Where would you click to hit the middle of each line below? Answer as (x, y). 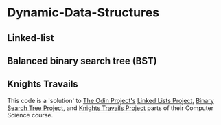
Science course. (30, 115)
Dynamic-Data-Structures (83, 13)
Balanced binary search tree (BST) (82, 60)
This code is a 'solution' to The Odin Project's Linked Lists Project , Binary (110, 100)
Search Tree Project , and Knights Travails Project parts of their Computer (110, 108)
